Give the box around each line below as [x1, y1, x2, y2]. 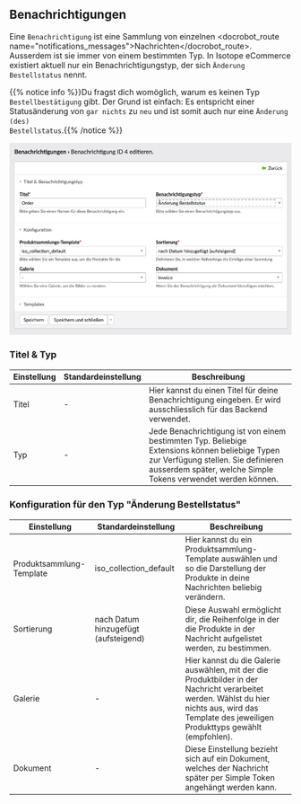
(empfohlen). [185, 731, 233, 742]
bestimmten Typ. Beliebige [149, 435, 247, 446]
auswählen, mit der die [185, 664, 269, 675]
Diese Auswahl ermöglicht [185, 604, 282, 614]
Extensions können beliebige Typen [149, 445, 280, 455]
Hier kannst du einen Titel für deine [149, 384, 279, 395]
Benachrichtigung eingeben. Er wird [149, 394, 281, 405]
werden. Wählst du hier [185, 693, 271, 703]
